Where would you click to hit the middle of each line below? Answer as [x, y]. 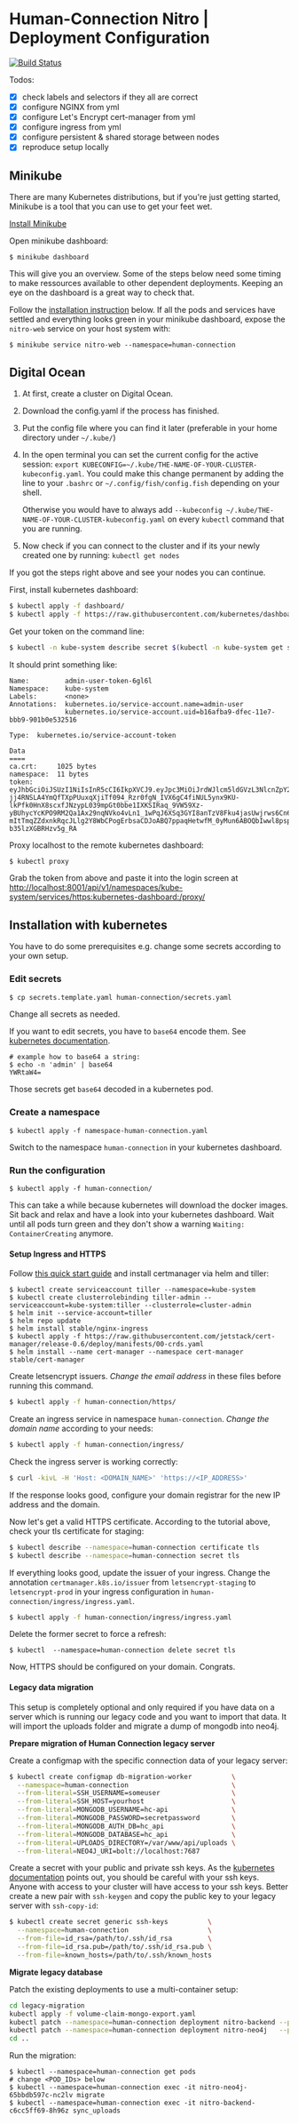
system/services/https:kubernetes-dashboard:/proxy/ [107, 897]
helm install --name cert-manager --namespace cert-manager [130, 1352]
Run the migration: [43, 2056]
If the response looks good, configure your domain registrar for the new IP [145, 1495]
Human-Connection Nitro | [109, 19]
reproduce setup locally [65, 148]
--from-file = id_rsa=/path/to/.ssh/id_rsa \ [115, 1939]
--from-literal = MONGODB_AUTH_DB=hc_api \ [127, 1826]
